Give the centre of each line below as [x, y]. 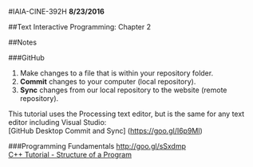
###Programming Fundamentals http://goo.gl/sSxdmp [97, 146]
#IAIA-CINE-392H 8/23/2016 [57, 12]
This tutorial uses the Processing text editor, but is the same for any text [126, 114]
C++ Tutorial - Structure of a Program [70, 155]
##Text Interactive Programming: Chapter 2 [80, 27]
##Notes [23, 42]
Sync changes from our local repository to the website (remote [123, 90]
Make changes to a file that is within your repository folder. [117, 73]
